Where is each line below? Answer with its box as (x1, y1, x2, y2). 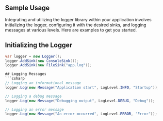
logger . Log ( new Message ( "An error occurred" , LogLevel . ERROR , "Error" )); (5, 111, 158, 117)
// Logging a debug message (5, 94, 62, 99)
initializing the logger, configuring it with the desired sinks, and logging (5, 22, 147, 28)
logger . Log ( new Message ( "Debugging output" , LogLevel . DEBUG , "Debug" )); (5, 98, 155, 103)
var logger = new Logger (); (5, 54, 62, 59)
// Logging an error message (5, 107, 64, 112)
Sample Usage (5, 4, 50, 12)
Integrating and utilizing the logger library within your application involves (5, 16, 152, 22)
